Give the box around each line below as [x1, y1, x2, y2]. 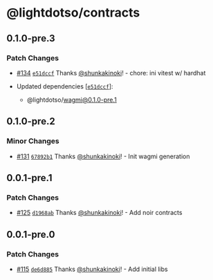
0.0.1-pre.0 [6, 228, 55, 240]
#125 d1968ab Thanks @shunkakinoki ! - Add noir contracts [16, 209, 183, 217]
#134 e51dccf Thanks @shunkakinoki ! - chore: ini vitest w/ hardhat [16, 68, 206, 77]
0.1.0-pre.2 [6, 115, 56, 127]
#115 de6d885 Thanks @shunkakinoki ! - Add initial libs [16, 265, 168, 273]
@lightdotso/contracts [6, 5, 140, 21]
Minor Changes [6, 136, 59, 146]
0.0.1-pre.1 [6, 171, 53, 184]
